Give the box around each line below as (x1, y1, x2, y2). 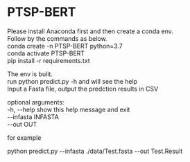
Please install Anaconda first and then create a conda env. (7, 27, 173, 35)
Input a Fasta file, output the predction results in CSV (7, 84, 159, 93)
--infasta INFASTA (7, 112, 59, 121)
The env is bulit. (7, 70, 53, 78)
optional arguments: (7, 98, 64, 106)
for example (7, 133, 42, 142)
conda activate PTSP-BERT (7, 49, 85, 57)
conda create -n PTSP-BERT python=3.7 (7, 42, 123, 50)
